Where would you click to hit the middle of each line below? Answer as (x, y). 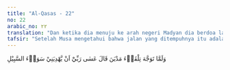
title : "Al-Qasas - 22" (41, 13)
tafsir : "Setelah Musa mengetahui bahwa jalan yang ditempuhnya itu (107, 39)
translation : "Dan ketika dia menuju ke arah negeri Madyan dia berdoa (111, 33)
